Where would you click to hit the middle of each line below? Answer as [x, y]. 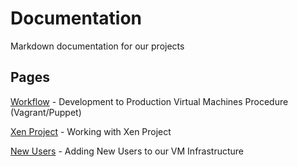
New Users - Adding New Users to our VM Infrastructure [127, 151]
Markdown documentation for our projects [97, 46]
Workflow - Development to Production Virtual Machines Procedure [149, 101]
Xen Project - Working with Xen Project [91, 131]
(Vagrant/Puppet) [46, 112]
